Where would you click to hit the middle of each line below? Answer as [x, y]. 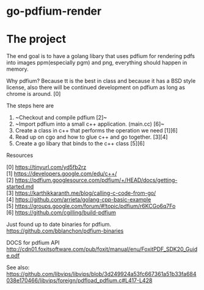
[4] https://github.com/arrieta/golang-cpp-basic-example [79, 200]
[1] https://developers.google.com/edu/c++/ [62, 174]
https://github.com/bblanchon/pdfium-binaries [65, 231]
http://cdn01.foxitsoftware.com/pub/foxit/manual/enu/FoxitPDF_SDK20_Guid [102, 249]
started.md [20, 187]
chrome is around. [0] [34, 94]
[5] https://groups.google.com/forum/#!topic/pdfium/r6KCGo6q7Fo [91, 206]
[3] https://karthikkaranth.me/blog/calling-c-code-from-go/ [81, 193]
